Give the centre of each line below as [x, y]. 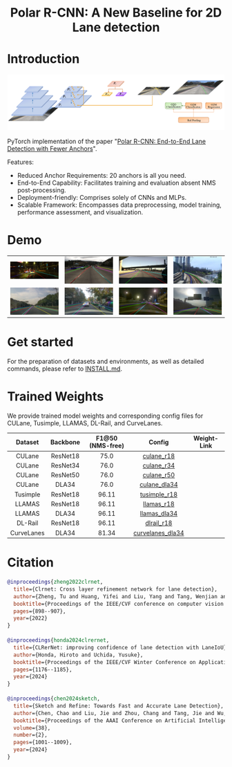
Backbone [66, 442]
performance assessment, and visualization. [80, 212]
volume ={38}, [32, 728]
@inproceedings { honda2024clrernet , [58, 640]
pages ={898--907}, [40, 611]
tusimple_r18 [159, 494]
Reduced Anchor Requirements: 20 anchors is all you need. [101, 175]
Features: [21, 162]
